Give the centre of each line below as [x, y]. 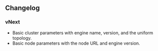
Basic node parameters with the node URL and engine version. [76, 43]
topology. [22, 38]
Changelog [23, 8]
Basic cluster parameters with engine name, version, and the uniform [83, 33]
